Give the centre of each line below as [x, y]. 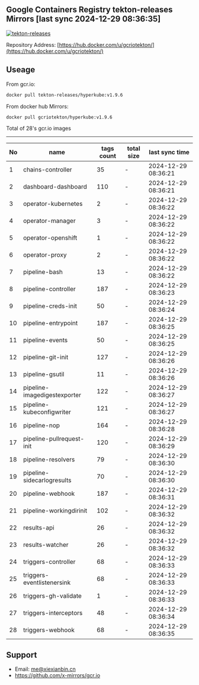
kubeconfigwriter [47, 412]
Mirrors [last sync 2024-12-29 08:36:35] [84, 19]
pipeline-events [46, 340]
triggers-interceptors [53, 613]
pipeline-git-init [46, 357]
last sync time [169, 152]
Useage [21, 70]
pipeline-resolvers [49, 460]
